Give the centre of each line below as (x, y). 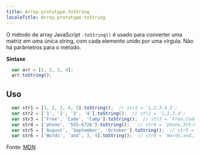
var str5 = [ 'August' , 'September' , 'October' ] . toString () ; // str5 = (103, 130)
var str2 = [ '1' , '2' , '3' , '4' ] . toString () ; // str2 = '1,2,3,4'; (99, 113)
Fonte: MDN (21, 147)
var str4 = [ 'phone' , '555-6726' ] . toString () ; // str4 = (87, 124)
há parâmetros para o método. (44, 47)
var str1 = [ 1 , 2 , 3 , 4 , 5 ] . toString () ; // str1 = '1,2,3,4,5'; (95, 108)
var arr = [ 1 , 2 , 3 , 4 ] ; (42, 70)
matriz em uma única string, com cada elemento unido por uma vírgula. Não (100, 41)
